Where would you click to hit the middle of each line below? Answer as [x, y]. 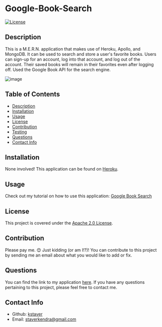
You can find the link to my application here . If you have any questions [75, 282]
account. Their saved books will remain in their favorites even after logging [79, 64]
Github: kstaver [27, 314]
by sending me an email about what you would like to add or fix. [68, 255]
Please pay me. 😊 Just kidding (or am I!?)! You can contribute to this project [81, 250]
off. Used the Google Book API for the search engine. [58, 69]
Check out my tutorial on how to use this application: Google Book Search [79, 196]
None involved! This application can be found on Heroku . [62, 169]
